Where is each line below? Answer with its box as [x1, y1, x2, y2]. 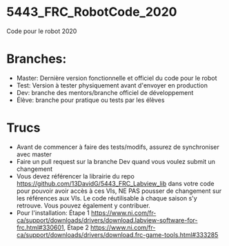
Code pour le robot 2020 [6, 27, 77, 35]
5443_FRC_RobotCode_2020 [6, 4, 177, 20]
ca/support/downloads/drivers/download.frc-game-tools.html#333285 [16, 230, 219, 238]
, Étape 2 [63, 223, 89, 232]
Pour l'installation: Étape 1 [16, 208, 90, 217]
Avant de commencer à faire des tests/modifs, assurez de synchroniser [16, 143, 220, 151]
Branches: [6, 51, 67, 67]
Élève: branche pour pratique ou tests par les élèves [16, 96, 165, 104]
